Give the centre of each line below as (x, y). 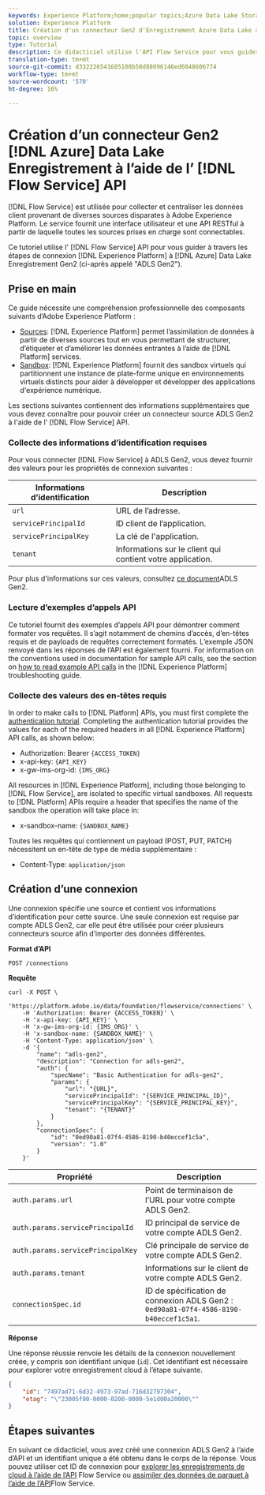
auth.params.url (43, 1200)
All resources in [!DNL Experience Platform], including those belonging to (127, 785)
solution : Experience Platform (60, 23)
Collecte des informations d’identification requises (108, 443)
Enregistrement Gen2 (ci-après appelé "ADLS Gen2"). (95, 264)
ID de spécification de (185, 1291)
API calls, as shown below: (51, 738)
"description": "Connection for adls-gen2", (111, 1061)
